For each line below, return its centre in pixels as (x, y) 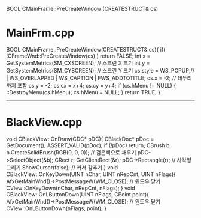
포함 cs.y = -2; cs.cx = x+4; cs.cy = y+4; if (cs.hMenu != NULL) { (97, 85)
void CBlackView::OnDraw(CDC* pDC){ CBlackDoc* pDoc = (80, 139)
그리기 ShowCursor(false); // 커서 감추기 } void (62, 167)
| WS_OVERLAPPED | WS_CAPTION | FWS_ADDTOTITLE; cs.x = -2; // (91, 78)
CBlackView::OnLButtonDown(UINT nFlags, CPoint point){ (78, 194)
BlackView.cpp (44, 122)
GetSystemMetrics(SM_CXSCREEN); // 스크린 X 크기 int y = (78, 63)
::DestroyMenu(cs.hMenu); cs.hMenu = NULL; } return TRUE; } (83, 92)
